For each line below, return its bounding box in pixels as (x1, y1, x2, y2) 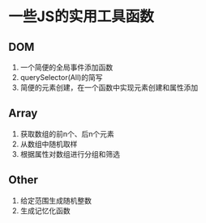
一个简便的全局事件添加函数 (19, 62, 114, 72)
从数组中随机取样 (19, 139, 78, 149)
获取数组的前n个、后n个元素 (19, 128, 115, 138)
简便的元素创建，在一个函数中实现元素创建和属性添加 (19, 82, 199, 92)
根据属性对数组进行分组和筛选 (19, 149, 120, 158)
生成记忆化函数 (19, 205, 71, 215)
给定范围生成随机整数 (19, 196, 92, 205)
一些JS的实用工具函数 (8, 7, 154, 26)
